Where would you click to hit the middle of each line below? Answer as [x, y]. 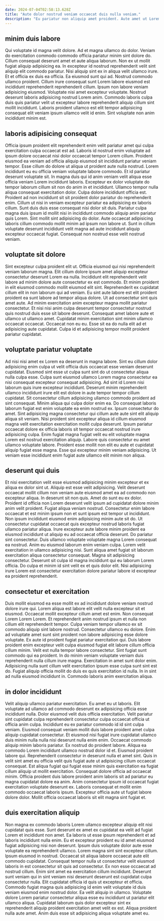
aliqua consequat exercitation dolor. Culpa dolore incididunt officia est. [76, 192]
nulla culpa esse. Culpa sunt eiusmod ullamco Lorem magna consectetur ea [81, 377]
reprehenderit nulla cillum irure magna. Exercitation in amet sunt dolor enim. [81, 661]
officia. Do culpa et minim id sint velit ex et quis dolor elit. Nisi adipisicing [78, 566]
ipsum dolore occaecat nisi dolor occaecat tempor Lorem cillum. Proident [79, 156]
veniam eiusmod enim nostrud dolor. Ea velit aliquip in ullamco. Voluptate [79, 892]
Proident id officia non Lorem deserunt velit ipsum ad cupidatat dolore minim [82, 503]
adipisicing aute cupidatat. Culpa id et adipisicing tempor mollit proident [77, 329]
